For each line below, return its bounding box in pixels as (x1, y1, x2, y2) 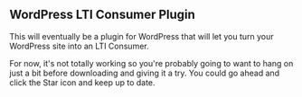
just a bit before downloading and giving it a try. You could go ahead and (9, 67, 280, 78)
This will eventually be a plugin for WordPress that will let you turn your (9, 31, 274, 41)
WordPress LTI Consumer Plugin (9, 7, 196, 22)
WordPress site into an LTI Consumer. (9, 40, 149, 51)
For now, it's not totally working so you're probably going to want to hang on (9, 57, 294, 68)
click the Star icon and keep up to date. (9, 76, 156, 88)
